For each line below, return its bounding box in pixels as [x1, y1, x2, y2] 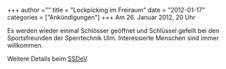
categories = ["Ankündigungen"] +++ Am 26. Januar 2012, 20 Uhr [7, 13, 196, 21]
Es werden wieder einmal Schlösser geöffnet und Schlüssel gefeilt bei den [7, 27, 220, 34]
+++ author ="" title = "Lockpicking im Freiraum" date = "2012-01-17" [7, 6, 206, 14]
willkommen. [7, 41, 44, 49]
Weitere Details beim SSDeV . [7, 55, 89, 63]
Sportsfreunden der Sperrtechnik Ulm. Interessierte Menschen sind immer [7, 34, 220, 42]
